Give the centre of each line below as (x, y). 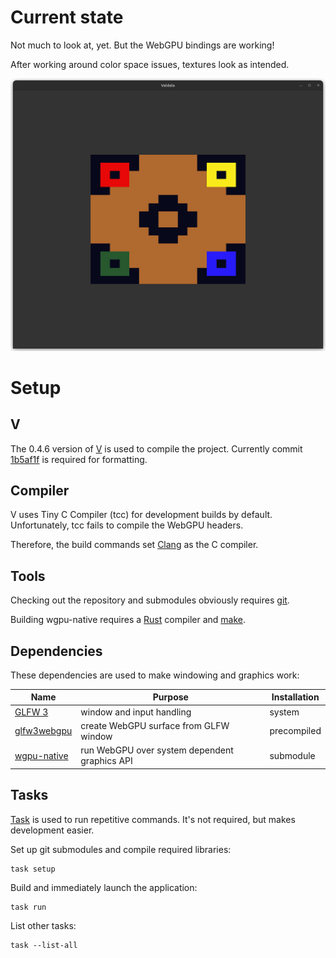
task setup (33, 869)
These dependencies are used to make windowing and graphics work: (155, 675)
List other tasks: (43, 925)
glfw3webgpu (43, 731)
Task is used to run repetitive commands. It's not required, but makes (153, 819)
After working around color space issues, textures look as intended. (150, 64)
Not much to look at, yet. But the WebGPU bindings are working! (142, 45)
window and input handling (136, 712)
